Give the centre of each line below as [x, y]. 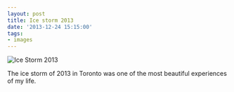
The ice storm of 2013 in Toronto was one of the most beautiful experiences [117, 74]
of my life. [22, 81]
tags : [15, 33]
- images [20, 40]
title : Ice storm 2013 [40, 20]
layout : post [26, 14]
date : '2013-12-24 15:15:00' [50, 27]
